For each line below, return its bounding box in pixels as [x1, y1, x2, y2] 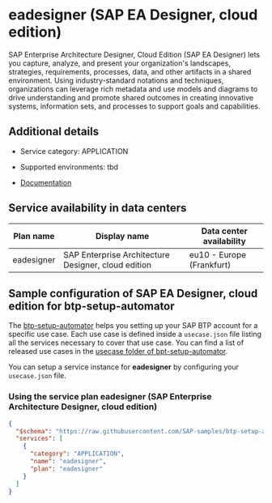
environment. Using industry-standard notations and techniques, [8, 75, 224, 85]
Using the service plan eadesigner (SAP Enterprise [8, 391, 212, 403]
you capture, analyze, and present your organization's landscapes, [8, 58, 231, 68]
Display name [96, 230, 150, 241]
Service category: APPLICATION [19, 146, 129, 156]
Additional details [8, 125, 100, 139]
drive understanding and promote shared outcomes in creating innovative [8, 92, 253, 102]
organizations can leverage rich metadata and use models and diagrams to [8, 83, 258, 94]
